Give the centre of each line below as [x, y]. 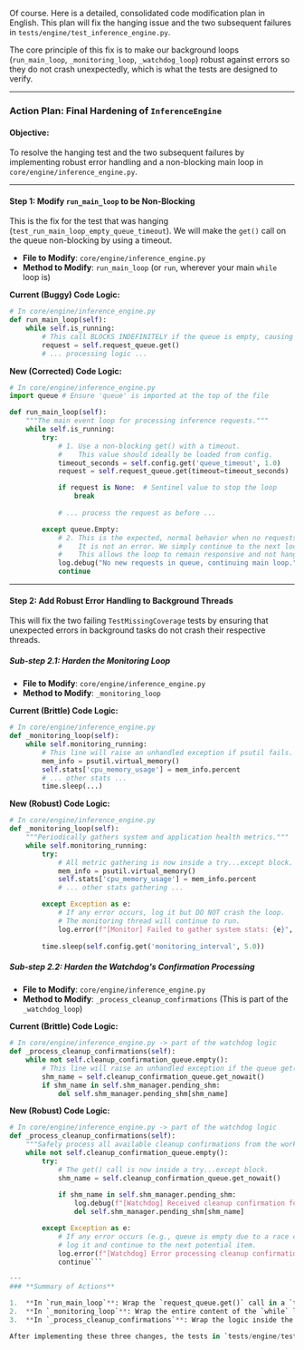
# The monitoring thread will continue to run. [149, 921]
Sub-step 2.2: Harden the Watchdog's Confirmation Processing [132, 966]
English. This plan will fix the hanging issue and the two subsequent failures [151, 23]
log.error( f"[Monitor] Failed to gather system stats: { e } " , [176, 929]
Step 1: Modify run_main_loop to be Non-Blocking [102, 201]
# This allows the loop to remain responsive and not [167, 555]
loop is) [37, 277]
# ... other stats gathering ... [120, 888]
